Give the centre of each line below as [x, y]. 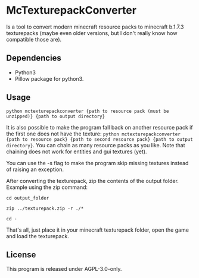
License [21, 255]
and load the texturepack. [38, 236]
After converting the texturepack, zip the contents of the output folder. [92, 181]
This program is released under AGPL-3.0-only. [64, 269]
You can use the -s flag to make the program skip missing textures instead [97, 163]
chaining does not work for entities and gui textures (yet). [77, 151]
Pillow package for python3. [49, 78]
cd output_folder [28, 198]
